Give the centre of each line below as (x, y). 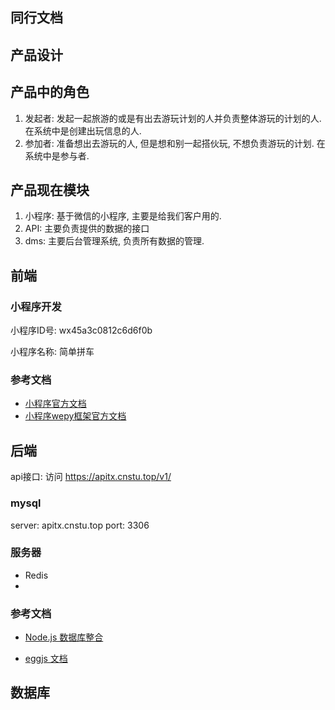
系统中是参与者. (57, 155)
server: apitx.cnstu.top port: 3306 (80, 525)
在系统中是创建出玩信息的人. (83, 130)
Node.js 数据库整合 (64, 637)
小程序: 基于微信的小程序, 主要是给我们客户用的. (123, 216)
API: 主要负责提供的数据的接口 (87, 229)
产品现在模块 (50, 189)
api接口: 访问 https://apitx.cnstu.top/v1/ (91, 477)
